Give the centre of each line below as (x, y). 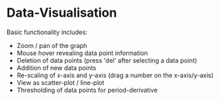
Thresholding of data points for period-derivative (87, 90)
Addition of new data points (56, 68)
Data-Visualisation (62, 13)
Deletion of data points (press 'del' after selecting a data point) (107, 60)
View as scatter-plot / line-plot (60, 82)
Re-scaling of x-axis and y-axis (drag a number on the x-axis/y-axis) (115, 75)
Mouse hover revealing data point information (82, 53)
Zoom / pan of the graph (52, 45)
